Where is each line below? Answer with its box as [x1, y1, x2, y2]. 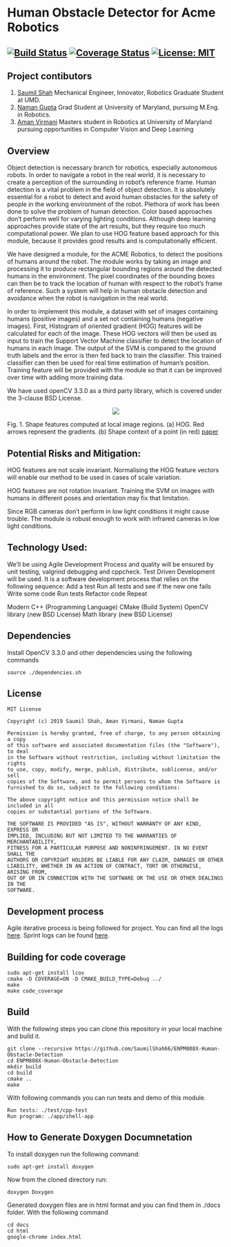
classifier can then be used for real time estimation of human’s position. [7, 358, 210, 367]
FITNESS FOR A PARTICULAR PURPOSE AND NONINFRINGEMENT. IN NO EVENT [7, 844, 208, 852]
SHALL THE [7, 851, 36, 858]
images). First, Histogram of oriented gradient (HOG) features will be [7, 322, 202, 330]
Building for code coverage [7, 951, 126, 963]
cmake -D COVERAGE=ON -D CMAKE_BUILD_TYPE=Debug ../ [7, 975, 162, 983]
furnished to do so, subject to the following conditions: [7, 784, 181, 791]
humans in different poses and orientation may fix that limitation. [7, 494, 190, 503]
